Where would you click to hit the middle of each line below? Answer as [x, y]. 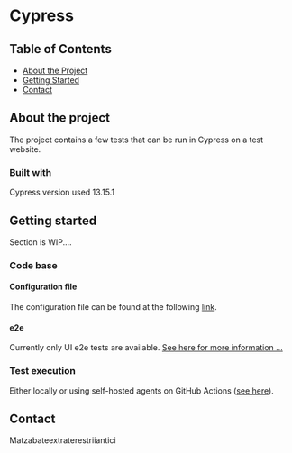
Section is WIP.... [41, 242]
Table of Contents [61, 49]
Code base [33, 265]
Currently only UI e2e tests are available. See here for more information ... [146, 348]
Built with [31, 172]
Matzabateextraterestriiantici [63, 440]
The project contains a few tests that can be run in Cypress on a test [137, 140]
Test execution [43, 371]
